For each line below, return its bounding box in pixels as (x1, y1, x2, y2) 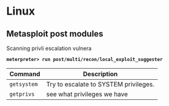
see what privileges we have (46, 90, 129, 98)
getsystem (9, 81, 38, 88)
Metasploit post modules (6, 29, 103, 39)
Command (9, 70, 41, 78)
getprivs (9, 91, 35, 97)
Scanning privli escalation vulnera (6, 44, 92, 52)
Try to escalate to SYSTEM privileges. (46, 80, 155, 88)
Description (83, 70, 118, 78)
